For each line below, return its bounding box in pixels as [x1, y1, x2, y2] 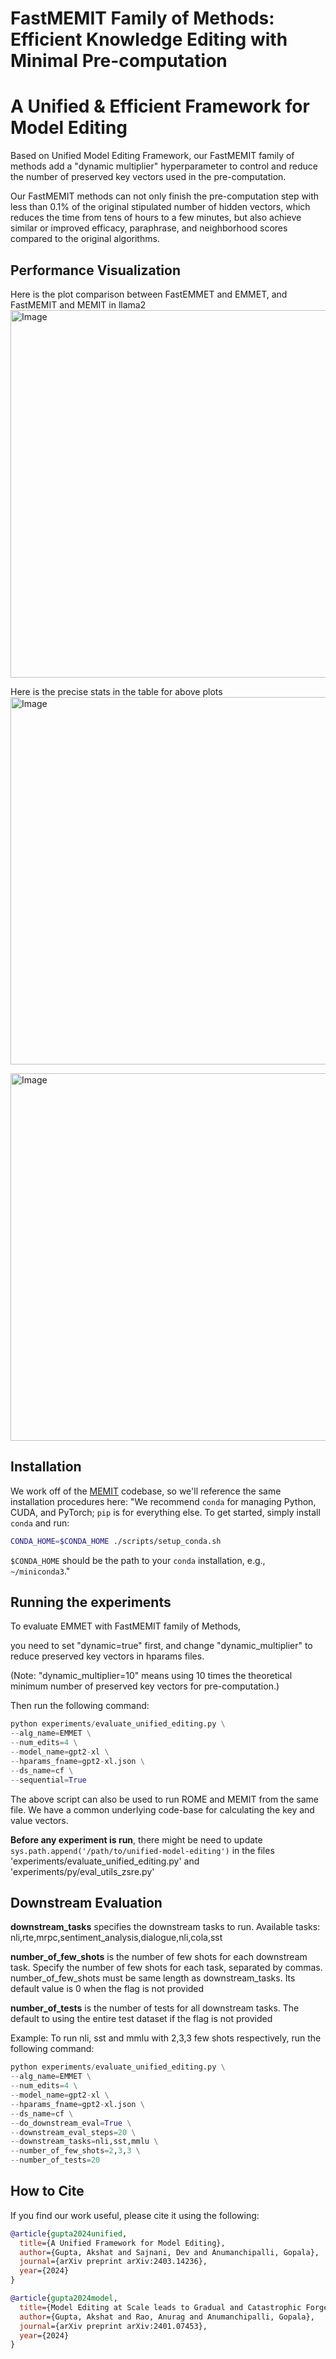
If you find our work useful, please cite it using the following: [10, 2209, 260, 2221]
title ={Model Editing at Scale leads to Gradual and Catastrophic [19, 2302, 302, 2312]
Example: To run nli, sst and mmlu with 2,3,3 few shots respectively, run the [10, 2032, 322, 2044]
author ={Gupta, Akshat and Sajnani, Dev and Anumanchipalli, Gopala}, [19, 2247, 320, 2257]
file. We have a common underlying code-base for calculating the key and [10, 1803, 315, 1816]
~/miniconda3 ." [10, 1565, 71, 1577]
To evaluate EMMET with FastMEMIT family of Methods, [10, 1620, 242, 1632]
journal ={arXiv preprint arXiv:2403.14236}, [19, 2257, 208, 2267]
